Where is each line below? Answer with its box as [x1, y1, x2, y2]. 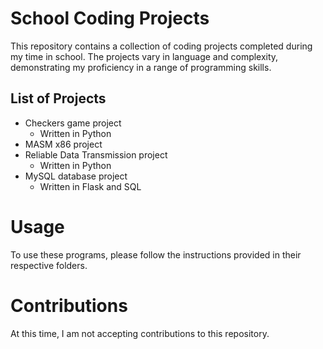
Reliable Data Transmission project [24, 148, 168, 161]
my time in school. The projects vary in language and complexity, [10, 50, 279, 62]
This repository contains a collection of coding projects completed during [10, 40, 313, 52]
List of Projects [10, 90, 107, 107]
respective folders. [10, 259, 88, 271]
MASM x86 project [24, 138, 103, 150]
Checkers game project [24, 117, 122, 129]
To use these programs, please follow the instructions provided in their [10, 248, 302, 261]
